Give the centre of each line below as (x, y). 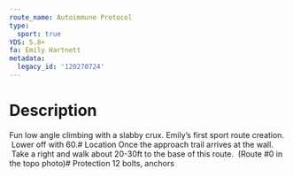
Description (53, 111)
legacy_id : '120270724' (61, 67)
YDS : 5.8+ (27, 42)
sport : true (39, 34)
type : (19, 26)
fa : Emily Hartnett (45, 50)
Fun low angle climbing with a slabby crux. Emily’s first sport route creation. (147, 135)
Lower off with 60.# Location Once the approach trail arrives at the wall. (143, 144)
